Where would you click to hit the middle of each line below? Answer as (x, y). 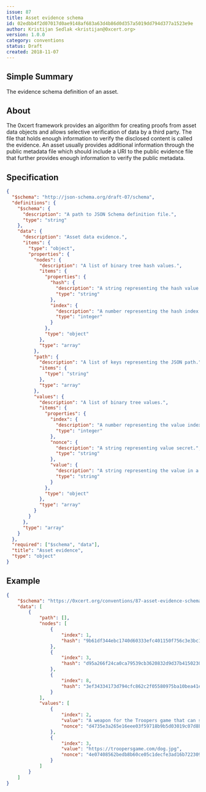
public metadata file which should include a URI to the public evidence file (100, 151)
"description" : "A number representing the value (120, 425)
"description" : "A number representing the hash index (127, 311)
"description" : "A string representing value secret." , (128, 448)
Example (23, 581)
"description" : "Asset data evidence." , (75, 237)
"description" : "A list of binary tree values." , (104, 402)
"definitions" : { (34, 203)
